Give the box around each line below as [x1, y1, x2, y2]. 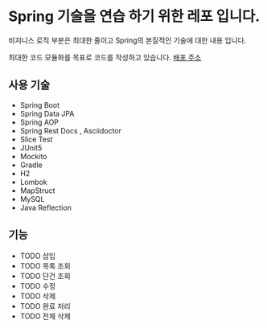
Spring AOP [19, 117, 59, 127]
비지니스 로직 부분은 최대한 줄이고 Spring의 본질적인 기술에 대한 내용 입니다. [8, 35, 247, 45]
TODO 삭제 [19, 291, 56, 301]
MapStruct [19, 186, 55, 195]
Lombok [19, 177, 48, 187]
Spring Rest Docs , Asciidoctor [19, 125, 122, 135]
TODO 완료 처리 [19, 301, 71, 310]
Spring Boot [19, 100, 60, 109]
